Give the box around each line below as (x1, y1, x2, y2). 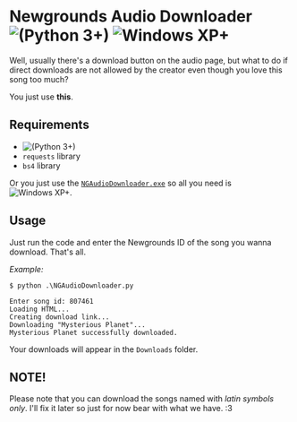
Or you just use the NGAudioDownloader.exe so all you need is (9, 177, 233, 188)
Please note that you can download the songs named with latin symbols (9, 393, 275, 404)
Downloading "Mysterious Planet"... (9, 320, 146, 329)
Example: (9, 263, 44, 274)
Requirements (9, 117, 89, 133)
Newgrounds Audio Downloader (9, 6, 253, 27)
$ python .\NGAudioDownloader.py (9, 280, 134, 290)
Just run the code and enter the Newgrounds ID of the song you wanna (9, 237, 272, 247)
